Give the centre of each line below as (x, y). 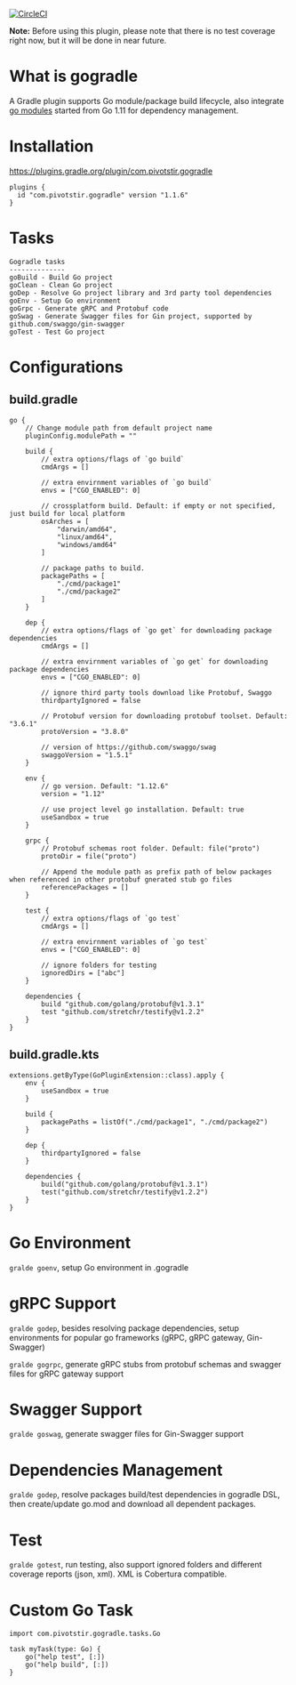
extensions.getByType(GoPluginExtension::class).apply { (117, 1075)
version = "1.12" (73, 794)
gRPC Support (63, 1303)
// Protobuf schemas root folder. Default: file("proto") (151, 848)
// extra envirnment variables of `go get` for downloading (155, 661)
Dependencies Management (116, 1470)
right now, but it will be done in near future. (88, 40)
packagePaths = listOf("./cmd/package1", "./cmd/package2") (155, 1122)
